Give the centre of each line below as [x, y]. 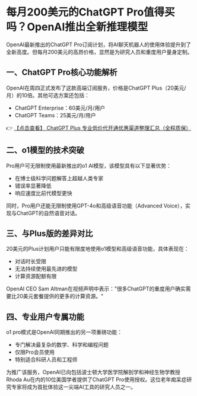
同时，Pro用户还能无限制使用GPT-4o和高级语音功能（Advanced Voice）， [96, 206]
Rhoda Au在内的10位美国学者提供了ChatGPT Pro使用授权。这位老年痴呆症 [96, 379]
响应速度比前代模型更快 [43, 193]
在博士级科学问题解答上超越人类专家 [59, 178]
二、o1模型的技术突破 [45, 150]
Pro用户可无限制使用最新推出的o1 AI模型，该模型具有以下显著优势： [89, 165]
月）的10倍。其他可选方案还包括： [48, 95]
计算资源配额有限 [36, 276]
